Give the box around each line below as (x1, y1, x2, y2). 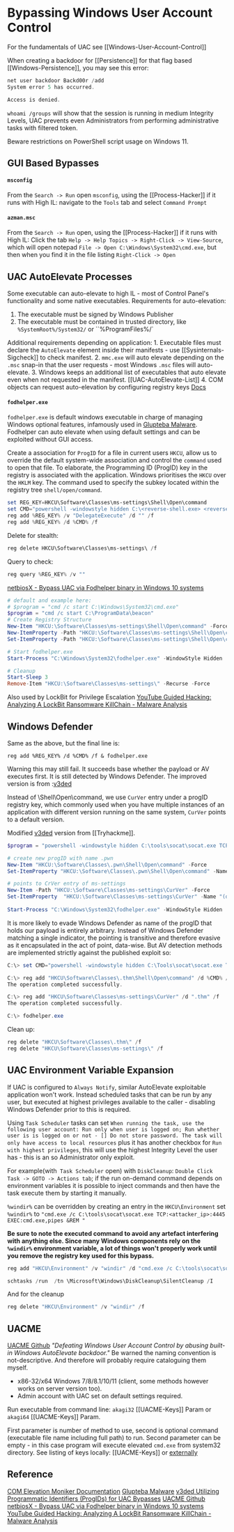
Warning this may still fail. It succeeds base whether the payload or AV (7, 764, 210, 773)
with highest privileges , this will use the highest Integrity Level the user (7, 1145, 218, 1154)
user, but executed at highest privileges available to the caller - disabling (7, 1097, 216, 1106)
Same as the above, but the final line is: (7, 738, 120, 747)
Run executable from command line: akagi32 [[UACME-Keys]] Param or (7, 1405, 212, 1414)
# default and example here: (7, 597, 92, 604)
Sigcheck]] (7, 353, 39, 362)
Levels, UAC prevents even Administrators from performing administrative (7, 116, 219, 125)
